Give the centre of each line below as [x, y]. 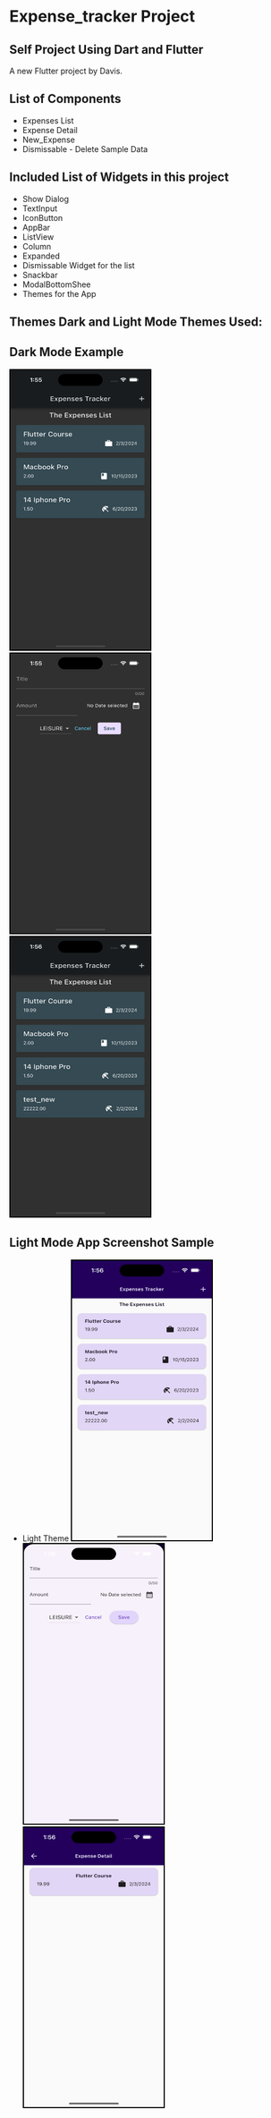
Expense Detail [50, 130]
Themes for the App [59, 293]
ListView [38, 237]
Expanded [41, 256]
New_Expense [49, 140]
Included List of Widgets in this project [119, 178]
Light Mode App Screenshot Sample [112, 1243]
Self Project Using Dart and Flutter [106, 50]
